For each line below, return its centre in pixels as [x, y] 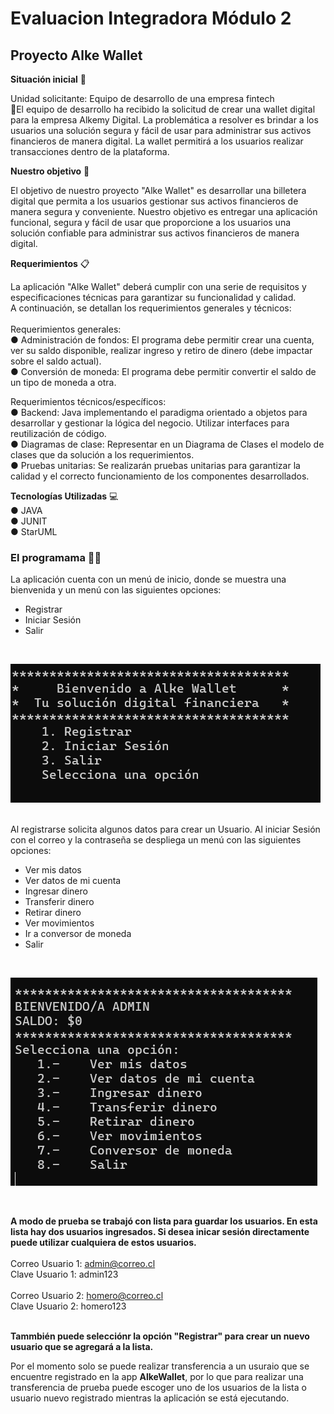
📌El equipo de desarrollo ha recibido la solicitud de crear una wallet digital [163, 109]
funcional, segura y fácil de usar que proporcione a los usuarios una [151, 222]
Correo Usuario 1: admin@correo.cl [83, 1264]
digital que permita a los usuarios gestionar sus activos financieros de [154, 201]
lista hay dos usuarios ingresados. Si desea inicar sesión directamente [160, 1232]
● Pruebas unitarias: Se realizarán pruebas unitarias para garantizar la [155, 465]
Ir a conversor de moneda [78, 934]
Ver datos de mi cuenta [73, 881]
